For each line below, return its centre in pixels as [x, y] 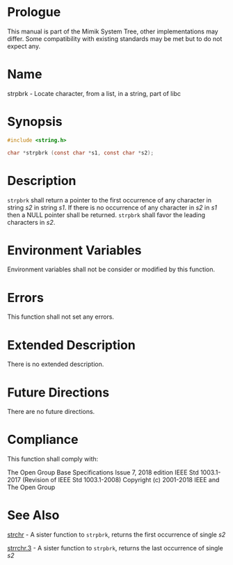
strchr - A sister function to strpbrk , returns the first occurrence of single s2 [116, 535]
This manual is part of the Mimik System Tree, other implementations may [113, 31]
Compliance [43, 440]
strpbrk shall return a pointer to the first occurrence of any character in [110, 200]
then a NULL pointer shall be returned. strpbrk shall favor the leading [106, 215]
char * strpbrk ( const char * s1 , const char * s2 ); [81, 153]
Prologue [34, 12]
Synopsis [35, 122]
